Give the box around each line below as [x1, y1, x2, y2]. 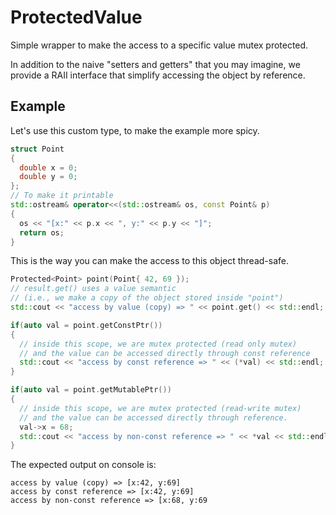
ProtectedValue [10, 6, 143, 29]
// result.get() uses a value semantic [10, 284, 177, 294]
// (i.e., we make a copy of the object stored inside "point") [10, 293, 284, 303]
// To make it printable [10, 191, 114, 201]
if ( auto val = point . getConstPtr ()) [10, 320, 163, 330]
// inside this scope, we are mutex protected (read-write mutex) [19, 403, 302, 413]
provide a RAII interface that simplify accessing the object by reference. [10, 69, 306, 81]
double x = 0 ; [19, 162, 78, 173]
